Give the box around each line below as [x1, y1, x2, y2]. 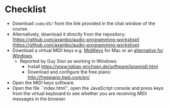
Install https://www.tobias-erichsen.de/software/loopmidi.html [27, 63, 159, 69]
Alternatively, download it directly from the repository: [12, 31, 126, 37]
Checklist [5, 4, 46, 15]
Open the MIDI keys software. [12, 80, 75, 86]
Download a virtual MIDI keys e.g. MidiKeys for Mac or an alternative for [12, 47, 164, 53]
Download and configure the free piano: [27, 68, 112, 75]
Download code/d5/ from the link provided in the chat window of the [12, 20, 155, 26]
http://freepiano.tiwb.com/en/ [27, 74, 90, 80]
